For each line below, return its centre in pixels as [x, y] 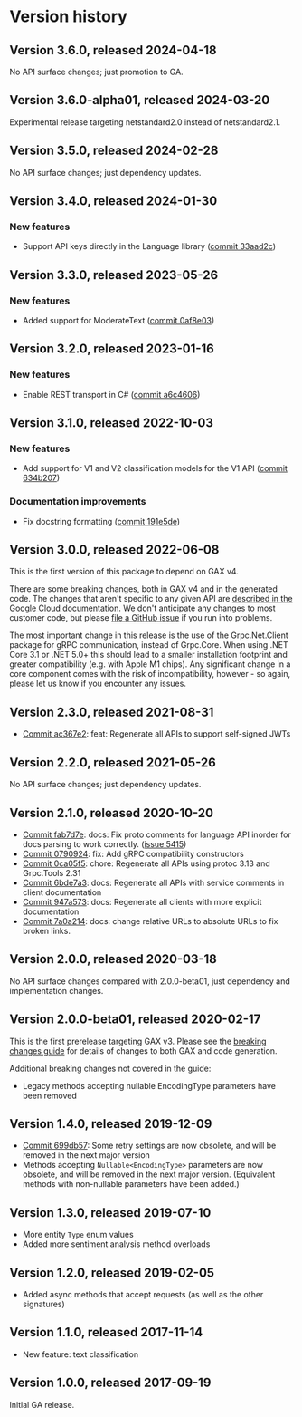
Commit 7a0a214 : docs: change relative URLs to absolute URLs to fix [150, 921]
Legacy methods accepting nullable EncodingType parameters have [149, 1085]
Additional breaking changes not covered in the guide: [110, 1068]
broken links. [46, 930]
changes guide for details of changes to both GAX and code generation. [143, 1051]
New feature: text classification [80, 1354]
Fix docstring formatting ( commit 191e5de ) [101, 521]
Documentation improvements [78, 502]
